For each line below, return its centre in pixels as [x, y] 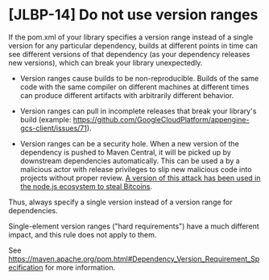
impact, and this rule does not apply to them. [83, 234]
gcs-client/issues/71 [53, 128]
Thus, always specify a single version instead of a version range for [120, 202]
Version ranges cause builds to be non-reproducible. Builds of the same [139, 78]
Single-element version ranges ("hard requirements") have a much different [134, 226]
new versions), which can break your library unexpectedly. [106, 63]
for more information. [80, 267]
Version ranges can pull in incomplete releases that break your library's [138, 111]
